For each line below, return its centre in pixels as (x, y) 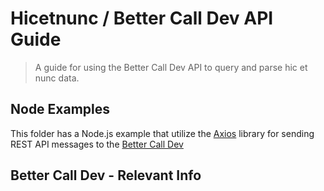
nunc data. (57, 78)
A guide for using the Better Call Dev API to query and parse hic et (171, 67)
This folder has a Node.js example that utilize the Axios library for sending (162, 133)
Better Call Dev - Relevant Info (106, 175)
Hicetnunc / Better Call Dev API (142, 18)
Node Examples (60, 109)
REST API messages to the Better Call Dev (97, 144)
